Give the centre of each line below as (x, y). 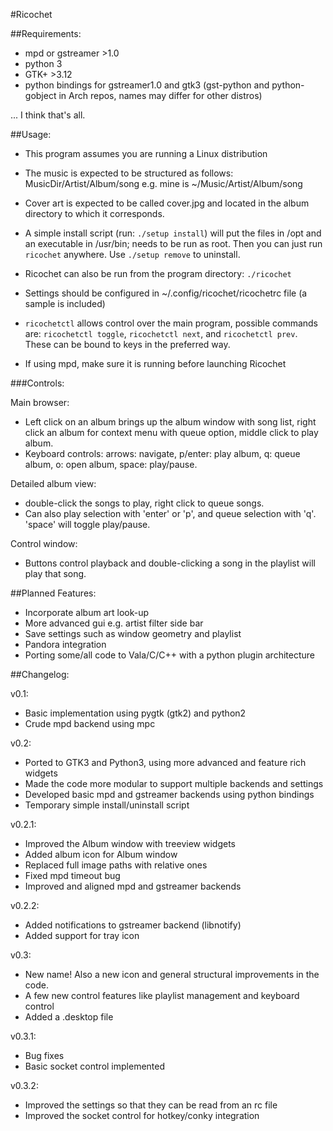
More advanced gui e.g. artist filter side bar (114, 623)
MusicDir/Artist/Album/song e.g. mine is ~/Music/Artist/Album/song (163, 183)
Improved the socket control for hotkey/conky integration (142, 1115)
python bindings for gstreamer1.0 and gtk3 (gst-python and (147, 85)
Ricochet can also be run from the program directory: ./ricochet (158, 273)
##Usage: (31, 134)
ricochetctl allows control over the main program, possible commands (171, 323)
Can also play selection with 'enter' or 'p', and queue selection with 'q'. (170, 513)
